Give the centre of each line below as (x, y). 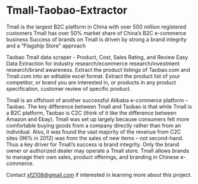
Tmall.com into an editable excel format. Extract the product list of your (93, 76)
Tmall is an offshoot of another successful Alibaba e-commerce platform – (97, 100)
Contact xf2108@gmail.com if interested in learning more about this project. (99, 175)
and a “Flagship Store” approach (46, 46)
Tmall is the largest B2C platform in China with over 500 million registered (96, 27)
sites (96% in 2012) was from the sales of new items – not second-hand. (95, 138)
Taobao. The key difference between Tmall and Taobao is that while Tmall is (99, 106)
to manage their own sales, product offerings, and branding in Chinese (93, 157)
